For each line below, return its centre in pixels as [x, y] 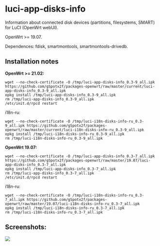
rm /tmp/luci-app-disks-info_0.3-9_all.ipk [50, 99]
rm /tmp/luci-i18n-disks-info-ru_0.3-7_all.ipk [54, 212]
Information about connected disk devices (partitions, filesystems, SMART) [80, 22]
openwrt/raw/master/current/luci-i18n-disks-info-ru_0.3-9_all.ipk [75, 130]
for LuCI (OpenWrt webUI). [32, 27]
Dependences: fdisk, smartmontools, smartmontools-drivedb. [67, 46]
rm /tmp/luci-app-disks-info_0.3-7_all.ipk [50, 173]
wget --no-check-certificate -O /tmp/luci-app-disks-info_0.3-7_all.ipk [80, 156]
